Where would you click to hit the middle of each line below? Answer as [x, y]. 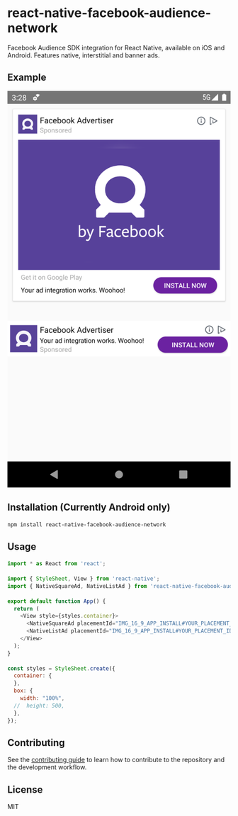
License [25, 789]
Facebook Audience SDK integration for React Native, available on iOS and [116, 47]
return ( [27, 608]
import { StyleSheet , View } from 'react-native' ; [84, 579]
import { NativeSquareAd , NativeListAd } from [77, 586]
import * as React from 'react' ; [57, 564]
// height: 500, [39, 705]
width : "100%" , [42, 698]
